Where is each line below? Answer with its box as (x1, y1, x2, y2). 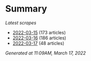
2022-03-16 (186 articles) (12, 35, 67, 41)
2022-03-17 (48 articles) (12, 40, 65, 46)
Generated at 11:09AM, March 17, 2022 (5, 50, 86, 56)
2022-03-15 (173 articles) (12, 29, 66, 35)
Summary (5, 3, 47, 15)
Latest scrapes (5, 20, 36, 26)
